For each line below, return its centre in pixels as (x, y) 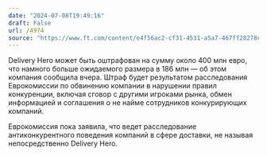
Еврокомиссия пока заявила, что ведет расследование (103, 127)
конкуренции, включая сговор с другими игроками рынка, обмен (120, 94)
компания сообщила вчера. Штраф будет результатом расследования (128, 77)
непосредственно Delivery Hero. (63, 143)
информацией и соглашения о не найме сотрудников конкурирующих (128, 103)
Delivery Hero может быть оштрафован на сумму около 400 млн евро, (128, 60)
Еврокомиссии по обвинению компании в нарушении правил (112, 86)
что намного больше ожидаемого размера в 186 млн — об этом (118, 69)
